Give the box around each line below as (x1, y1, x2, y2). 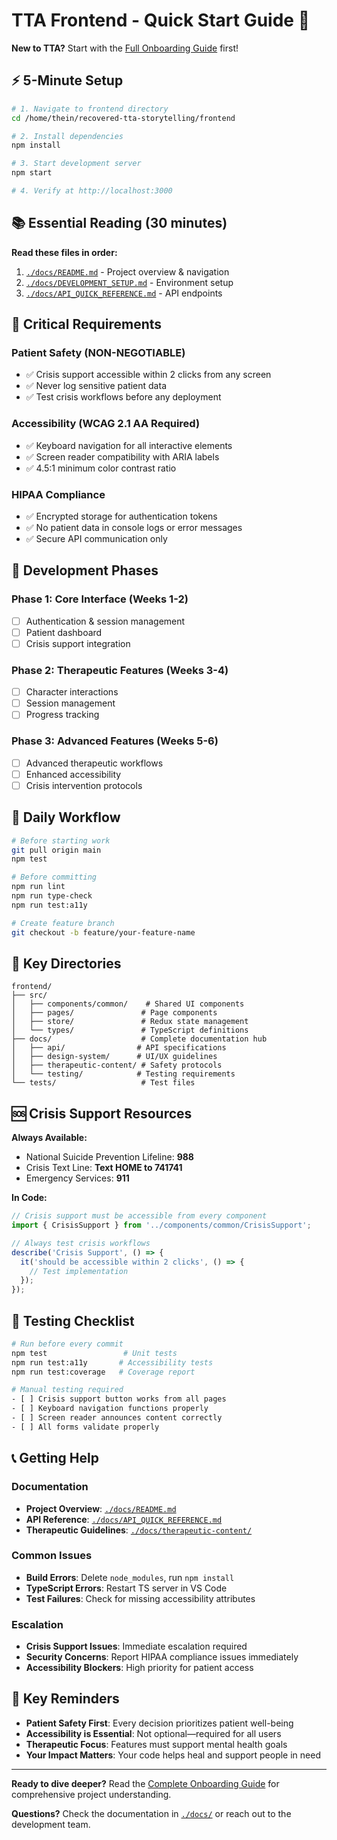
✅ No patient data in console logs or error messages (25, 521, 243, 533)
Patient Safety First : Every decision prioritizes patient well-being (25, 1717, 294, 1729)
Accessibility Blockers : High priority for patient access (25, 1662, 254, 1674)
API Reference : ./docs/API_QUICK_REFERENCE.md (25, 1513, 223, 1525)
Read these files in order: (11, 246, 118, 258)
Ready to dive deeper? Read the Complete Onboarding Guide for (11, 1777, 280, 1789)
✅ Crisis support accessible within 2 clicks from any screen (25, 369, 272, 381)
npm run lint (11, 882, 66, 892)
